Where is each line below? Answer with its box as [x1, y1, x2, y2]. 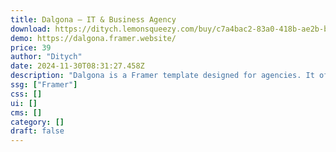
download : [10, 24, 52, 34]
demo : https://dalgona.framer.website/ [10, 33, 177, 43]
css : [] [10, 89, 43, 99]
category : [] [10, 117, 65, 127]
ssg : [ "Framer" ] [10, 80, 78, 90]
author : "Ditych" [10, 52, 83, 62]
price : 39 [10, 42, 52, 53]
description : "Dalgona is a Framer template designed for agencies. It [10, 71, 315, 81]
